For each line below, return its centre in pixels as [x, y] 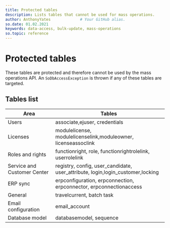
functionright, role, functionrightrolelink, [103, 151]
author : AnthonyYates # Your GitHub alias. [65, 19]
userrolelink [69, 158]
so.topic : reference [27, 33]
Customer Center [28, 172]
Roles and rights [27, 154]
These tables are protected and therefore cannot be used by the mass [78, 72]
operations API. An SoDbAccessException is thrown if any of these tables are [83, 78]
